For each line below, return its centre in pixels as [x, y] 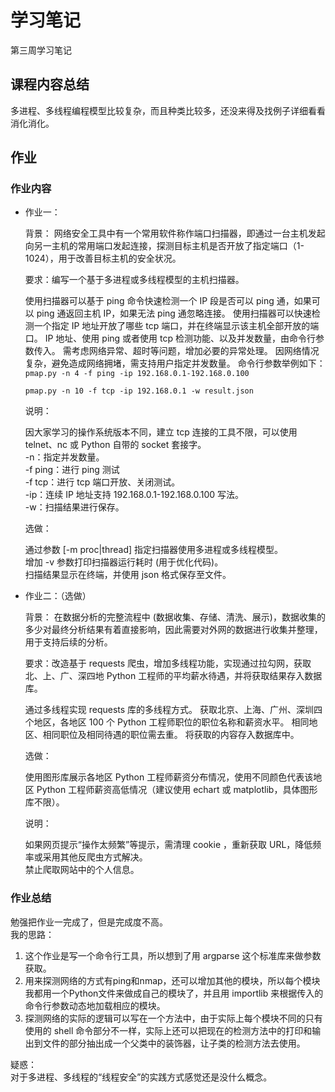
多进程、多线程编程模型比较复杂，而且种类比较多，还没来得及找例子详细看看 [168, 110]
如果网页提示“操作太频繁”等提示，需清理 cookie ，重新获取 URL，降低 [168, 845]
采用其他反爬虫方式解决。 [95, 857]
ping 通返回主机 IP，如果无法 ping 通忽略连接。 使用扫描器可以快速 [174, 313]
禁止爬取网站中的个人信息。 [82, 870]
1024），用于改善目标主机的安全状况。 [103, 258]
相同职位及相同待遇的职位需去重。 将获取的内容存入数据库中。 [171, 735]
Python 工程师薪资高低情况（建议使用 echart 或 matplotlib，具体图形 [177, 790]
